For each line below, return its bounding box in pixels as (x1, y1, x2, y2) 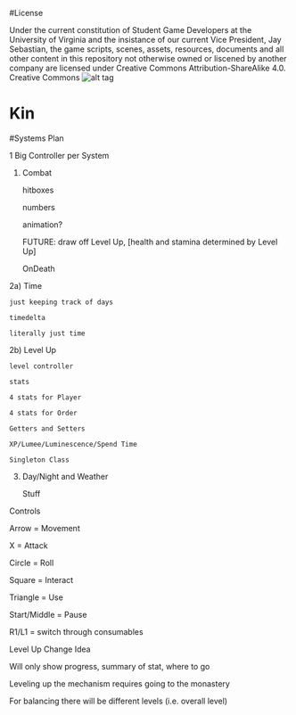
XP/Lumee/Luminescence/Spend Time (9, 440, 138, 448)
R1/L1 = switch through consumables (9, 626, 144, 637)
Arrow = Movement (9, 522, 80, 533)
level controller (9, 361, 74, 371)
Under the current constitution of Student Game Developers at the (9, 25, 252, 35)
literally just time (9, 329, 86, 338)
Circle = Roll (9, 557, 54, 568)
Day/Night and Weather (21, 471, 109, 481)
